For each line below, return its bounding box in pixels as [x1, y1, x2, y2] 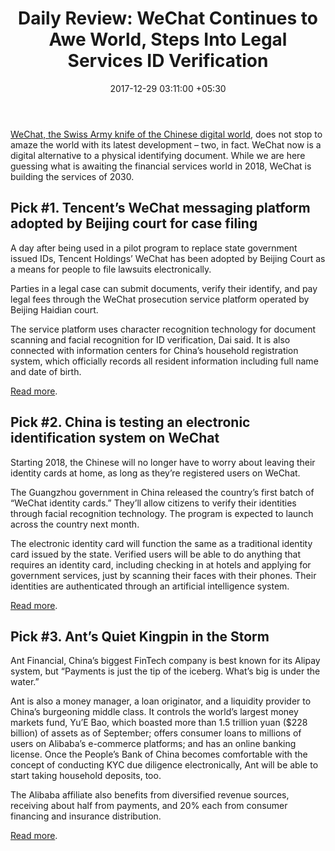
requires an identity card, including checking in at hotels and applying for [10, 558, 312, 571]
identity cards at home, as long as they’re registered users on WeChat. [10, 467, 301, 479]
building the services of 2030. [10, 170, 135, 182]
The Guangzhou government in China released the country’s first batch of [10, 486, 315, 498]
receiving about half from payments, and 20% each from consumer [10, 800, 288, 812]
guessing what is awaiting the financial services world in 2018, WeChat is [10, 160, 312, 172]
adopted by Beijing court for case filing [10, 215, 258, 232]
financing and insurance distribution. [10, 810, 162, 822]
